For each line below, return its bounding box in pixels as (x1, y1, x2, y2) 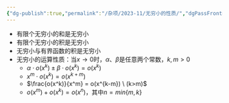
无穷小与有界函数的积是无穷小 (16, 46, 101, 55)
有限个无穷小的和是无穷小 (16, 29, 89, 38)
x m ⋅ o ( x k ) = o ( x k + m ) (26, 71, 86, 80)
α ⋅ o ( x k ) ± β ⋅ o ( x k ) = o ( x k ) (26, 63, 102, 72)
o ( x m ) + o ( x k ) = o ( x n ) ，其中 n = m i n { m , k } (26, 87, 142, 96)
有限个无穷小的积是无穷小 (16, 38, 89, 46)
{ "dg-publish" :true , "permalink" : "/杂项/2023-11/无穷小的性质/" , (6, 10, 186, 17)
